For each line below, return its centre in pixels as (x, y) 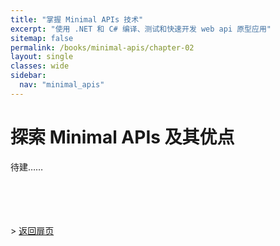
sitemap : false (42, 38)
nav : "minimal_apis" (62, 85)
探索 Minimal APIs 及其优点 (122, 137)
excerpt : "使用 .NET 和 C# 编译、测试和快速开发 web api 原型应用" (141, 29)
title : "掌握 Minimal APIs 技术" (77, 19)
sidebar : (28, 76)
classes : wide (40, 66)
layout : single (42, 57)
